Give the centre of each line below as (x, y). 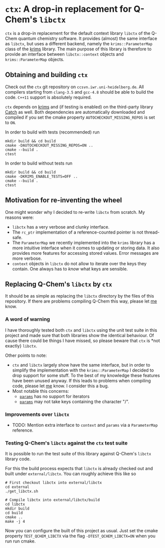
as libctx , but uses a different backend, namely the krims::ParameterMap (79, 43)
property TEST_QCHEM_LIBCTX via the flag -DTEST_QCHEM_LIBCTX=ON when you (80, 536)
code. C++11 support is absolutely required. (48, 97)
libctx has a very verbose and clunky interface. (61, 227)
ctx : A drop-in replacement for (69, 9)
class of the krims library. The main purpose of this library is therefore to (78, 49)
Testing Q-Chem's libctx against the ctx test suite (66, 443)
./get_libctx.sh (22, 491)
